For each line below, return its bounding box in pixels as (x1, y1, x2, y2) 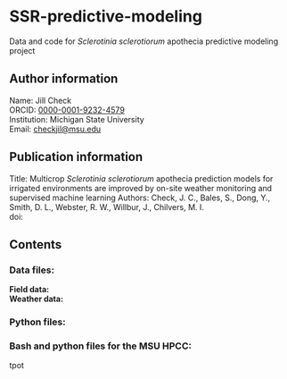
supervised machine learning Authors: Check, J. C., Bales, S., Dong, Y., (9, 192, 271, 203)
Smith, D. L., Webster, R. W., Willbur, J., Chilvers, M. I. (9, 201, 205, 212)
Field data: (9, 284, 50, 295)
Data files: (9, 264, 55, 276)
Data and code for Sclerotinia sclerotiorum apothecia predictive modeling (9, 36, 279, 46)
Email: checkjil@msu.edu (9, 123, 102, 134)
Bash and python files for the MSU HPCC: (9, 340, 193, 352)
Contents (9, 237, 62, 252)
